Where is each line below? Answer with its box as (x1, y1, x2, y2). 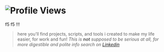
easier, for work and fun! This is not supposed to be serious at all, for (17, 36, 159, 42)
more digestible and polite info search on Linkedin (17, 41, 120, 47)
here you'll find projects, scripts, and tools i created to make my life (17, 31, 155, 37)
